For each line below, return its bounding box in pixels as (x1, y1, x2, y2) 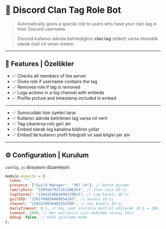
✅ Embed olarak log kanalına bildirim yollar (12, 126, 100, 132)
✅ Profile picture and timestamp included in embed (12, 95, 117, 101)
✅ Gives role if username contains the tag (12, 78, 97, 84)
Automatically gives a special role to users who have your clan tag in (17, 21, 157, 27)
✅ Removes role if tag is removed (12, 84, 81, 90)
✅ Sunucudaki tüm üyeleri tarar (12, 110, 77, 115)
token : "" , (9, 178, 32, 183)
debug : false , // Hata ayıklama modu (9, 215, 87, 220)
